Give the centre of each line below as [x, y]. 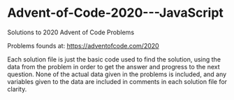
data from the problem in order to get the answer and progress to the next [114, 66]
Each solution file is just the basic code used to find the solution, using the [114, 59]
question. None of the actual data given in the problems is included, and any [117, 74]
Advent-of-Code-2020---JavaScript [115, 13]
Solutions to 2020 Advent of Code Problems [71, 32]
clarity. [17, 89]
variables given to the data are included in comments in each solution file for [117, 81]
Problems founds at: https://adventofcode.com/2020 [83, 45]
